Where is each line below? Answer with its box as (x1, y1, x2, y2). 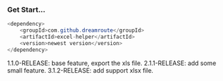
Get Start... (7, 5, 46, 15)
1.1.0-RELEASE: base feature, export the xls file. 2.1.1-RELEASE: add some (7, 59, 217, 67)
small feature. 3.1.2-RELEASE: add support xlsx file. (7, 66, 154, 74)
